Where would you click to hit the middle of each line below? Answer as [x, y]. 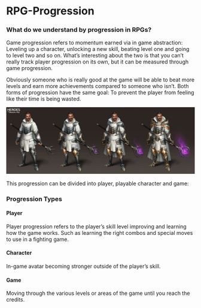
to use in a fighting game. [38, 239]
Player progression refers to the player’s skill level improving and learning [96, 227]
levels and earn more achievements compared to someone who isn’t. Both [98, 86]
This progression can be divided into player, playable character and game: [98, 183]
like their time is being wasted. [44, 99]
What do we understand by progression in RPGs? [79, 30]
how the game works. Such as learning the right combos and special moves [100, 232]
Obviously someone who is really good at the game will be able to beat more [100, 80]
